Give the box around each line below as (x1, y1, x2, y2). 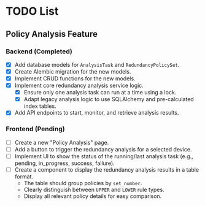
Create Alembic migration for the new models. (14, 67, 131, 75)
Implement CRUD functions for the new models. (14, 75, 136, 82)
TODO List (6, 4, 59, 18)
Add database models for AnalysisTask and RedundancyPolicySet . (14, 61, 180, 68)
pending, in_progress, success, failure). (14, 159, 115, 167)
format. (14, 173, 34, 180)
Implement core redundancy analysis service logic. (14, 82, 144, 90)
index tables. (23, 102, 56, 110)
